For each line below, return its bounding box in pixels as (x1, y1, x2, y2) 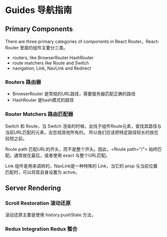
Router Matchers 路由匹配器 (5, 111, 74, 118)
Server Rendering (5, 184, 61, 192)
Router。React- (128, 38, 160, 44)
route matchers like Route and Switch (12, 60, 89, 66)
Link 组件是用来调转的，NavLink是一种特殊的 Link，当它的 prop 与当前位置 (5, 163, 158, 169)
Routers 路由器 (5, 78, 41, 85)
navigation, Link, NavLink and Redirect (12, 65, 91, 71)
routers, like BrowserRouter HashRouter (12, 55, 94, 60)
